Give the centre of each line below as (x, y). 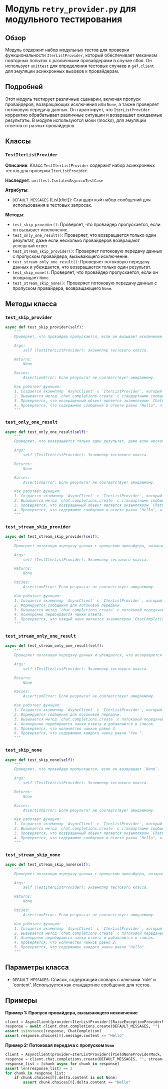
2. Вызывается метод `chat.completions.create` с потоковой (78, 933)
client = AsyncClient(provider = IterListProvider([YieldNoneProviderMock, (84, 1054)
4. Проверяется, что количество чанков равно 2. (66, 943)
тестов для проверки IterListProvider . (47, 170)
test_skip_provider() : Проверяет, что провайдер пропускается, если (86, 224)
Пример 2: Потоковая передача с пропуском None (60, 1045)
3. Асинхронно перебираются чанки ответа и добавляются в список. (85, 938)
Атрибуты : (17, 190)
